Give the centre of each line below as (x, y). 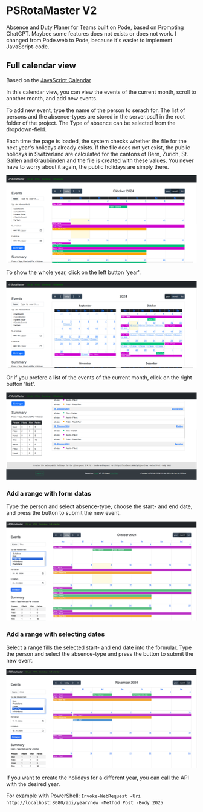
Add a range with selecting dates (56, 634)
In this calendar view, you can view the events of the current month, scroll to (101, 92)
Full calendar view (41, 66)
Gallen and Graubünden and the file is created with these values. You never (100, 160)
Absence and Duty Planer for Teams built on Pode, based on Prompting (95, 27)
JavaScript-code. (28, 47)
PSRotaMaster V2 (52, 11)
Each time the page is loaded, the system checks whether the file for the (97, 141)
